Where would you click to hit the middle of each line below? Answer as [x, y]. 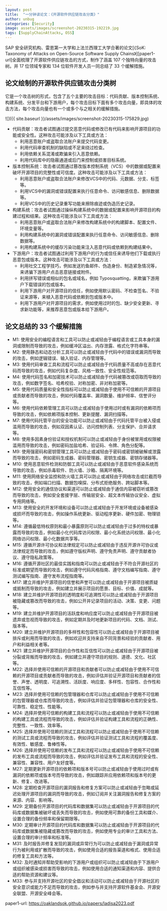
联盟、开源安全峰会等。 [41, 893]
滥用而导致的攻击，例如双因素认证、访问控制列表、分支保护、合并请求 [84, 427]
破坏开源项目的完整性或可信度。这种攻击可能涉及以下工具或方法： [80, 172]
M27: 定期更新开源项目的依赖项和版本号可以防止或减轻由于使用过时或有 [85, 769]
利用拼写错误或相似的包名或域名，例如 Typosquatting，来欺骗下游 [87, 278]
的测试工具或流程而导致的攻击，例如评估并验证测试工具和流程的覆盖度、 [86, 738]
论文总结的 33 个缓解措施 [44, 327]
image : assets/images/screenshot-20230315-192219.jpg [62, 28]
